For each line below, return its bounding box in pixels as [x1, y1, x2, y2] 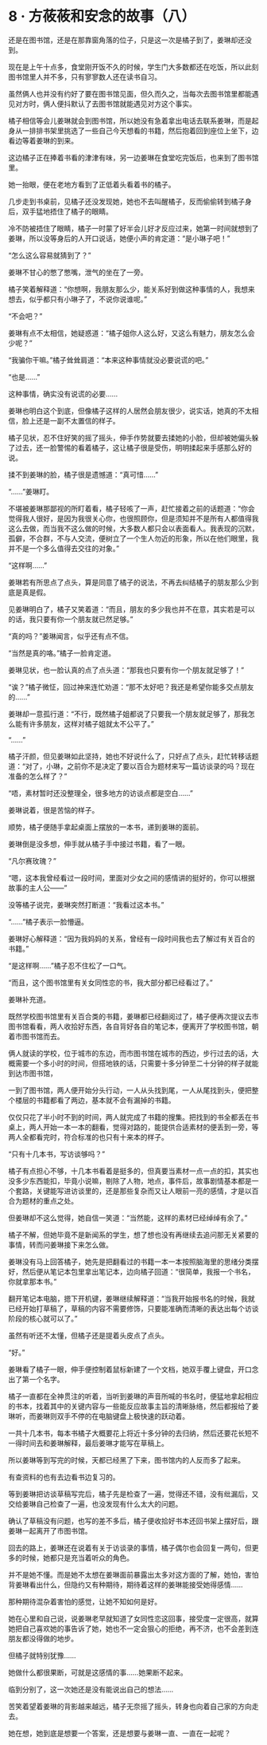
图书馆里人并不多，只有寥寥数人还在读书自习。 [8, 72, 161, 81]
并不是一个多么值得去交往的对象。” [8, 543, 120, 553]
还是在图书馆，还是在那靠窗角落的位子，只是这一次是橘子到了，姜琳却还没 [8, 35, 252, 45]
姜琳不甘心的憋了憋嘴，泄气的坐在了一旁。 [8, 267, 148, 277]
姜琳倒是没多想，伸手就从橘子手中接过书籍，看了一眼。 [8, 839, 189, 849]
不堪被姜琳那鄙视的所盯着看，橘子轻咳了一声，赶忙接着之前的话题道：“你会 [8, 503, 256, 513]
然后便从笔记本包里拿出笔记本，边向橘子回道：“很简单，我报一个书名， [21, 1266, 256, 1276]
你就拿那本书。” [8, 1277, 57, 1286]
